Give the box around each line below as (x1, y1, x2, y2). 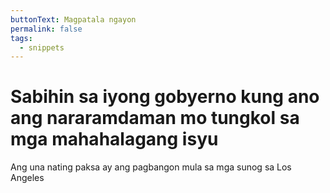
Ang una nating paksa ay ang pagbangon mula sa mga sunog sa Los (10, 161, 292, 173)
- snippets (19, 42, 65, 53)
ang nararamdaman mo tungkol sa (10, 107, 300, 130)
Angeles (10, 172, 45, 184)
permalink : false (10, 24, 83, 34)
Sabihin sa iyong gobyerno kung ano (10, 86, 320, 108)
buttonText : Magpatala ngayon (10, 14, 137, 25)
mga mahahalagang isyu (10, 128, 219, 151)
